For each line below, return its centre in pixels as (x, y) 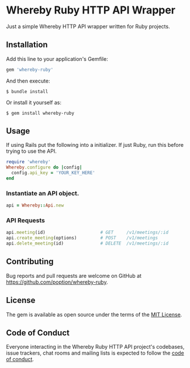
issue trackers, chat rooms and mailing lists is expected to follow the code (95, 353)
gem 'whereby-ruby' (30, 70)
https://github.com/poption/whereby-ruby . (57, 282)
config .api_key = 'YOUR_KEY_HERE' (53, 173)
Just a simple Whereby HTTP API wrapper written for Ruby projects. (88, 26)
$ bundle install (27, 91)
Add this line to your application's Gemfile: (57, 59)
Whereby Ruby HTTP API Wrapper (91, 10)
